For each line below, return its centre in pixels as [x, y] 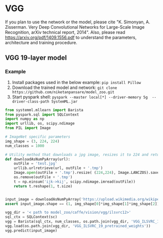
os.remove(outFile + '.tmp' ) [43, 177]
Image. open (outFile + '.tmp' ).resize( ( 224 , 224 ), [65, 173]
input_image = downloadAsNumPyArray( [43, 199]
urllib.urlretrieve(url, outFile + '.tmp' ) [58, 168]
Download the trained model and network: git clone [65, 87]
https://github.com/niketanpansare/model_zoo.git [63, 92]
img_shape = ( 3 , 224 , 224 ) [32, 141]
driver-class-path [31, 102]
